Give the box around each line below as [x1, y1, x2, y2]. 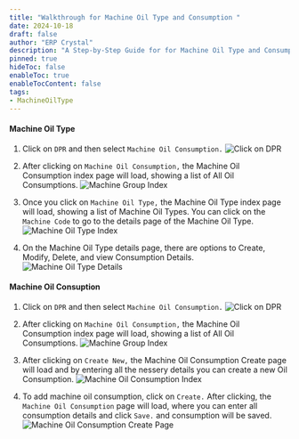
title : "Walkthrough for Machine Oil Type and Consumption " [9, 12, 241, 22]
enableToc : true [9, 71, 69, 80]
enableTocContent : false [9, 79, 101, 88]
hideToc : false [9, 63, 66, 72]
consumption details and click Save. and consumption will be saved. [21, 410, 272, 420]
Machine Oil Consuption [9, 281, 101, 292]
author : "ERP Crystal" [9, 37, 93, 47]
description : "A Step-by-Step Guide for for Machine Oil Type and [9, 46, 261, 55]
